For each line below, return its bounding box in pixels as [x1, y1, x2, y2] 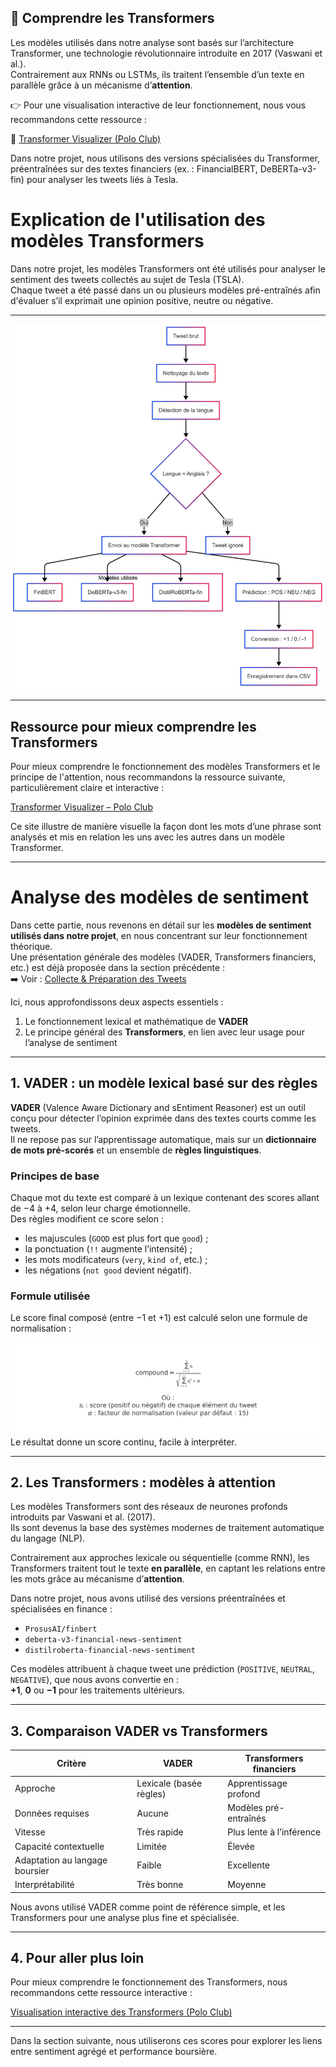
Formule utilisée [10, 1289, 91, 1303]
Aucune [136, 1807, 169, 1819]
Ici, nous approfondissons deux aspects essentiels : [10, 996, 224, 1008]
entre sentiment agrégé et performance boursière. [10, 2046, 218, 2058]
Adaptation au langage [14, 1854, 108, 1866]
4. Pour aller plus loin [10, 1950, 145, 1967]
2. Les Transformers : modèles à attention [10, 1474, 277, 1491]
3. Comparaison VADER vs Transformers [10, 1722, 268, 1740]
